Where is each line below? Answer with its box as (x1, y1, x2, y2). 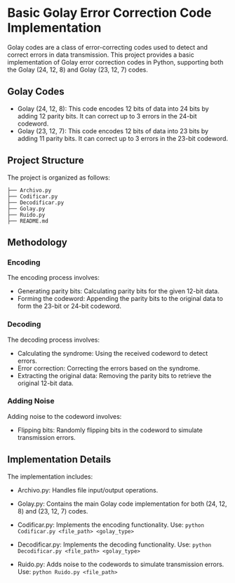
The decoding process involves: (7, 335, 100, 344)
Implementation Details (7, 454, 112, 466)
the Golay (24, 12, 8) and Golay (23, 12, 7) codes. (7, 65, 149, 74)
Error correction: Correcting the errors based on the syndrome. (17, 363, 200, 373)
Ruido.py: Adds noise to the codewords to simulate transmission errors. (17, 560, 224, 568)
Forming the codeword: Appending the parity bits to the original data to (17, 295, 223, 303)
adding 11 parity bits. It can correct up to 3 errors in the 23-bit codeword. (17, 134, 229, 142)
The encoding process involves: (7, 274, 100, 282)
